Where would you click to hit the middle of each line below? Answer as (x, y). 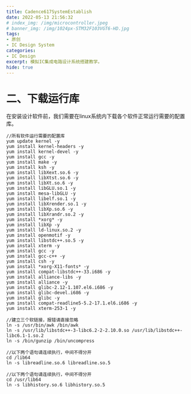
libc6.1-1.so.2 (25, 336)
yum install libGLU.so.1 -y (41, 189)
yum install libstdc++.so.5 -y (45, 241)
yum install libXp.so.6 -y (40, 210)
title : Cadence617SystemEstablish (49, 12)
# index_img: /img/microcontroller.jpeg (57, 23)
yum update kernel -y (33, 141)
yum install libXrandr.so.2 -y (45, 215)
